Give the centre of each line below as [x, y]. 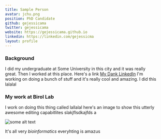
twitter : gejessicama [27, 28]
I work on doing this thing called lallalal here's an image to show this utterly [80, 107]
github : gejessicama [26, 23]
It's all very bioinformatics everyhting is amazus [53, 131]
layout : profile [21, 41]
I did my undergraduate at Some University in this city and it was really [75, 69]
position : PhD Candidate [30, 18]
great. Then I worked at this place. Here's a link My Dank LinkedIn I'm [74, 74]
